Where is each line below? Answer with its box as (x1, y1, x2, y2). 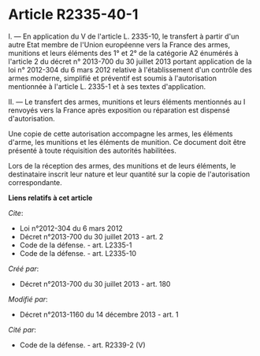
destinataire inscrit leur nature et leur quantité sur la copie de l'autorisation (8, 169, 251, 179)
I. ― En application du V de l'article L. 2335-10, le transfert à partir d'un (8, 32, 240, 41)
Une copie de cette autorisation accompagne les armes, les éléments (8, 128, 233, 139)
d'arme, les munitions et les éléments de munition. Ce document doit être (8, 137, 247, 146)
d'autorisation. (8, 113, 55, 123)
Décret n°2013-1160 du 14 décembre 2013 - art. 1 (19, 310, 179, 319)
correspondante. (8, 177, 63, 187)
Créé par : (8, 264, 39, 273)
